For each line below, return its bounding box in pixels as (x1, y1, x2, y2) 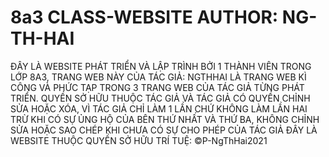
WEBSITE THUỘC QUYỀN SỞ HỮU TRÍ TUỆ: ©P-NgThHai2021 (10, 134, 268, 146)
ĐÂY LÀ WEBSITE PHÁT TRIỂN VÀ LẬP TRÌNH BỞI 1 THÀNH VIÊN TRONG (10, 60, 312, 72)
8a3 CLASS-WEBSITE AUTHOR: (10, 6, 279, 29)
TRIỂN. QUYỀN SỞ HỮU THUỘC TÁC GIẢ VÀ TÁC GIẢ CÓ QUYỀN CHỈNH (10, 92, 311, 104)
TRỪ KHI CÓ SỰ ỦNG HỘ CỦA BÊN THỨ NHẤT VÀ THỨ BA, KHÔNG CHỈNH (10, 113, 320, 125)
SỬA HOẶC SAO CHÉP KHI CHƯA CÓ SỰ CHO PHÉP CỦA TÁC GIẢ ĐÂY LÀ (10, 124, 318, 136)
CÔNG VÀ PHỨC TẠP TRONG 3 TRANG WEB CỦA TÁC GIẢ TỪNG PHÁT (10, 81, 305, 93)
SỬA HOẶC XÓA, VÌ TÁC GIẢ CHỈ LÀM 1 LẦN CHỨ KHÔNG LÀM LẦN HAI (10, 102, 308, 115)
